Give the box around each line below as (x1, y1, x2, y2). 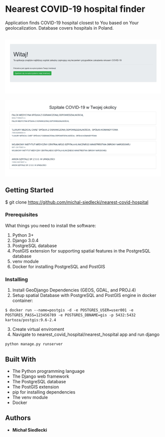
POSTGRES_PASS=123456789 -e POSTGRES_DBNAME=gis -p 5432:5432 (5, 313, 136, 318)
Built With (5, 355, 36, 364)
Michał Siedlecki (12, 427, 47, 433)
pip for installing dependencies (12, 389, 76, 395)
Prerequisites (5, 211, 38, 218)
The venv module (12, 394, 48, 400)
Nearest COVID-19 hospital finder (5, 3, 146, 15)
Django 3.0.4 (12, 237, 39, 243)
